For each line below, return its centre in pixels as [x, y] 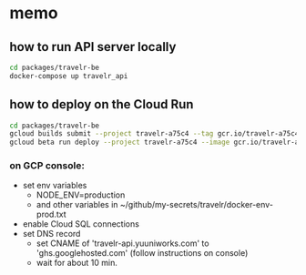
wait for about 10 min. [77, 263]
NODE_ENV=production [81, 195]
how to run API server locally [93, 47]
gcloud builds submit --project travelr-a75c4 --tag [112, 134]
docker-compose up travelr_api [69, 76]
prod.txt [51, 214]
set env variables [55, 186]
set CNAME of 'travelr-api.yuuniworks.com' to [122, 243]
